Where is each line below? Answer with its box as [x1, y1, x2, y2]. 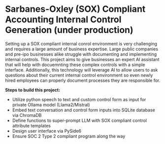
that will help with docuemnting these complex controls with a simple [5, 62, 145, 68]
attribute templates [12, 122, 51, 129]
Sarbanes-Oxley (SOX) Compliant [5, 3, 146, 15]
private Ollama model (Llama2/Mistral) [12, 102, 90, 108]
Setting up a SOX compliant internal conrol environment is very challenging [5, 40, 158, 46]
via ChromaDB [12, 112, 42, 118]
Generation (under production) [5, 25, 134, 36]
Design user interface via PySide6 [12, 128, 82, 134]
